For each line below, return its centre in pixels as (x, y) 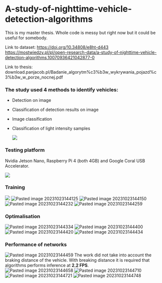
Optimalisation (22, 216)
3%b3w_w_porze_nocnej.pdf (34, 77)
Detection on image (32, 100)
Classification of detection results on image (55, 110)
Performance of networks (36, 245)
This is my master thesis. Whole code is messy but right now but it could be (80, 32)
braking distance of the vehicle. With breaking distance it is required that (77, 260)
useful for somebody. (26, 38)
